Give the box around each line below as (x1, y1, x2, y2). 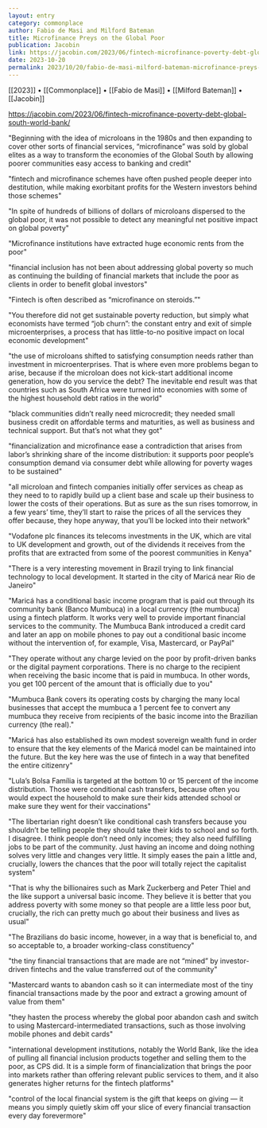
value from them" (8, 997, 66, 1006)
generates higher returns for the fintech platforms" (8, 1078, 175, 1087)
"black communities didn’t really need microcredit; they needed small (8, 408, 235, 418)
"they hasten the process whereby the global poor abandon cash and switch (8, 1012, 259, 1021)
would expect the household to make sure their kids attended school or (8, 793, 242, 802)
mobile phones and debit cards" (8, 1028, 114, 1039)
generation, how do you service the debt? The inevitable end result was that (8, 376, 257, 386)
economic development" (8, 335, 89, 345)
